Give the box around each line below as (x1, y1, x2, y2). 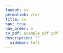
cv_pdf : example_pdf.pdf (5, 31, 58, 36)
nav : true (5, 21, 27, 27)
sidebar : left (10, 40, 40, 45)
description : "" (5, 36, 40, 41)
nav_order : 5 (5, 26, 33, 31)
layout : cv (5, 7, 29, 13)
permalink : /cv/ (5, 12, 40, 17)
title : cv (5, 17, 27, 22)
